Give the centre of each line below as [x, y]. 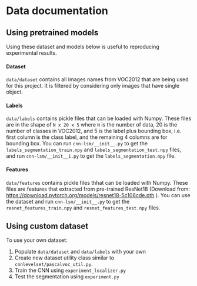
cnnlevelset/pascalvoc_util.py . [54, 264]
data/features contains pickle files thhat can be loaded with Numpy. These [97, 182]
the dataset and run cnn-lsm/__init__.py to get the [68, 201]
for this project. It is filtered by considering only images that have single [93, 86]
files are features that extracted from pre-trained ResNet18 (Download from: [98, 189]
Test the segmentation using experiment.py [67, 277]
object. [15, 92]
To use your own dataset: [37, 240]
